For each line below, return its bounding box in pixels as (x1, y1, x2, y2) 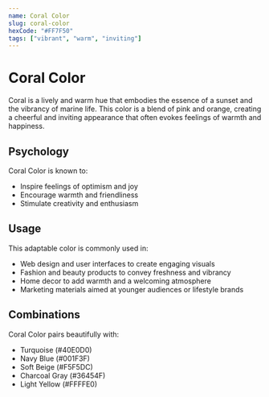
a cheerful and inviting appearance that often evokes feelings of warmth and (8, 113, 262, 122)
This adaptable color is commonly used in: (8, 243, 149, 253)
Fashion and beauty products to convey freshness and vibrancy (19, 267, 231, 277)
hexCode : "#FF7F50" (8, 27, 74, 35)
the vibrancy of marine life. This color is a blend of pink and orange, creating (8, 104, 262, 114)
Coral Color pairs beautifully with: (8, 329, 120, 339)
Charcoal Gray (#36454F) (19, 370, 106, 380)
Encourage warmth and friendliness (19, 190, 139, 200)
